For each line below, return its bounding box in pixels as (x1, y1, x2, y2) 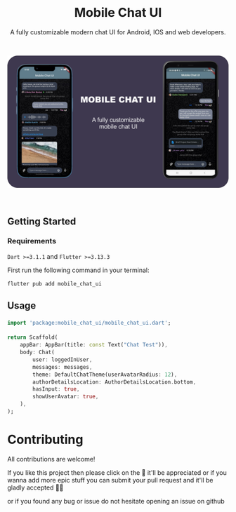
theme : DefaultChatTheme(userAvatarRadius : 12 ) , (32, 371, 178, 378)
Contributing (7, 432, 84, 447)
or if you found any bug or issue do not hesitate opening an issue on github (7, 497, 225, 505)
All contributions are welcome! (7, 454, 96, 463)
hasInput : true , (32, 386, 80, 393)
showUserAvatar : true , (32, 393, 99, 400)
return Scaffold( (7, 334, 58, 341)
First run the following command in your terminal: (7, 266, 150, 274)
